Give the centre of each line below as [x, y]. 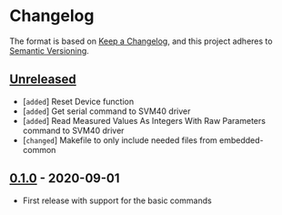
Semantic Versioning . [49, 50]
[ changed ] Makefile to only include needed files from [120, 140]
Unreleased [43, 80]
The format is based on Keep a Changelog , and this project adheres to [141, 41]
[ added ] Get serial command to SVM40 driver [106, 111]
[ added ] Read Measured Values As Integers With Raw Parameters [144, 120]
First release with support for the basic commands [117, 200]
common [39, 149]
